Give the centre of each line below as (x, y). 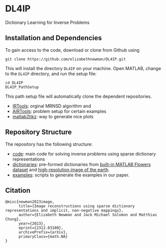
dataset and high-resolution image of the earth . (61, 169)
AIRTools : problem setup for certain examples (59, 111)
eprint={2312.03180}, (41, 228)
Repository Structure (39, 132)
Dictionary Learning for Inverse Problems (47, 22)
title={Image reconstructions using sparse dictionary (77, 206)
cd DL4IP (14, 83)
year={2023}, (32, 224)
